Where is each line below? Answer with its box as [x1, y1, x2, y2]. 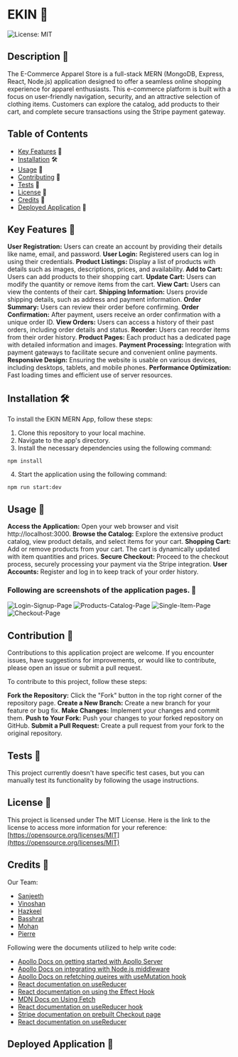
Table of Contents [7, 128, 89, 140]
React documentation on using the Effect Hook [17, 987, 155, 996]
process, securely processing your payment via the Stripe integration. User [7, 560, 228, 568]
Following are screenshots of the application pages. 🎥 [7, 585, 197, 595]
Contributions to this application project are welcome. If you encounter [7, 648, 215, 657]
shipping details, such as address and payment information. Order [7, 295, 201, 304]
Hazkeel [17, 907, 42, 915]
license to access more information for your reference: [7, 823, 167, 831]
